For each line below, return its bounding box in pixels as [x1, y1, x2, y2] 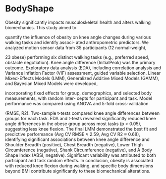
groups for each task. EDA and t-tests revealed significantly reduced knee [5, 115, 156, 121]
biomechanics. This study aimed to [5, 24, 77, 30]
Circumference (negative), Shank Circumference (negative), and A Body [5, 147, 152, 153]
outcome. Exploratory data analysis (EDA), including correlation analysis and [5, 65, 161, 71]
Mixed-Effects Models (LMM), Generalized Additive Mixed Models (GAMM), [5, 75, 160, 81]
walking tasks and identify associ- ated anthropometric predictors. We [5, 39, 149, 45]
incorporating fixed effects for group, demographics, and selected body [5, 90, 152, 96]
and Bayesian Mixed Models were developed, [5, 80, 98, 87]
